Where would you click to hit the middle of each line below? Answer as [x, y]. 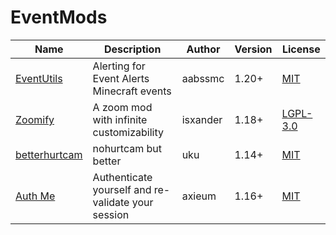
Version [253, 49]
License [301, 49]
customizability [128, 132]
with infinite [120, 119]
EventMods [59, 17]
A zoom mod [122, 107]
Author [203, 49]
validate [111, 202]
